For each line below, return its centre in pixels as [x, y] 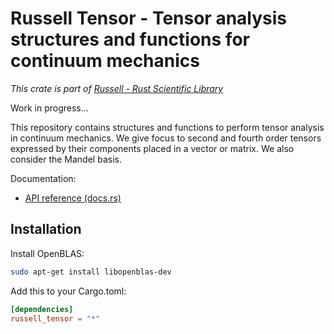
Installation [46, 229]
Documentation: [43, 178]
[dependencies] [42, 309]
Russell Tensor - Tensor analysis [149, 18]
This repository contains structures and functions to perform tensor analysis [167, 127]
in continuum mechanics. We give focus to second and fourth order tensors [166, 138]
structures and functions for [130, 39]
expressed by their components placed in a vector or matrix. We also [152, 148]
